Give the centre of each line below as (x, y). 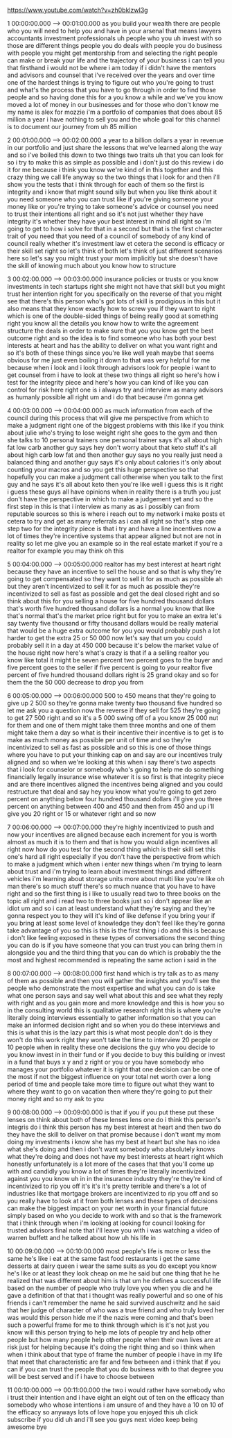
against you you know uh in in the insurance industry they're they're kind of (115, 1179)
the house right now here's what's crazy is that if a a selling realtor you (108, 653)
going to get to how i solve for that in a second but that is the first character (115, 229)
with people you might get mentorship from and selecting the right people (113, 53)
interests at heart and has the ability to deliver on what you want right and (112, 345)
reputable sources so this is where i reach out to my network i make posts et (116, 514)
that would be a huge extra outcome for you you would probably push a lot (114, 630)
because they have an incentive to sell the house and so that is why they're (114, 571)
